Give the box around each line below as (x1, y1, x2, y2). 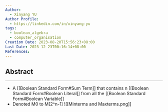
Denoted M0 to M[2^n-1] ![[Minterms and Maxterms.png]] (12, 101, 131, 107)
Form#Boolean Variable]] (12, 96, 64, 102)
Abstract (5, 67, 33, 76)
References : (5, 49, 30, 54)
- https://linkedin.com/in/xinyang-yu (9, 21, 91, 26)
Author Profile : (5, 16, 39, 21)
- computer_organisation (9, 35, 61, 40)
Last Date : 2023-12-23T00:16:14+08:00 (5, 44, 86, 49)
